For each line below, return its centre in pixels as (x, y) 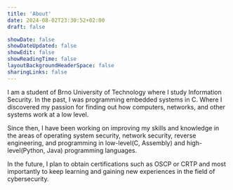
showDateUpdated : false (42, 46)
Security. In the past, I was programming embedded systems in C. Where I (115, 100)
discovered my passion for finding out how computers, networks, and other (116, 107)
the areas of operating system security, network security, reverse (102, 135)
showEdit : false (31, 53)
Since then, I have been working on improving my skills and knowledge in (113, 128)
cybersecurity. (28, 179)
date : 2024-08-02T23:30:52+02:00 (56, 20)
